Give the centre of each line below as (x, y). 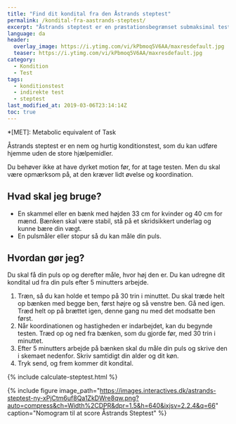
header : (19, 40)
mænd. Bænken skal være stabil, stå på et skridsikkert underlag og (114, 221)
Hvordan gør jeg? (46, 258)
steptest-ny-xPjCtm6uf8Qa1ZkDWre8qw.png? (73, 398)
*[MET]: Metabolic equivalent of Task (62, 132)
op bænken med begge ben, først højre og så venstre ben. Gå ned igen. (121, 304)
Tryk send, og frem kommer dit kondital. (76, 363)
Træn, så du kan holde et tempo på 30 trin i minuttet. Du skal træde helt (121, 296)
